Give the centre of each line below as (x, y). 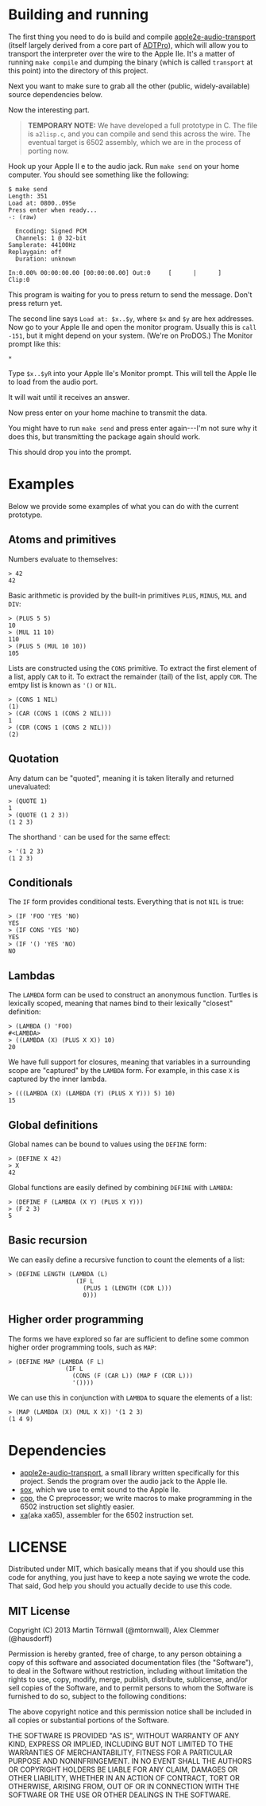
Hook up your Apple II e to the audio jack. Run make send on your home (124, 166)
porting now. (48, 151)
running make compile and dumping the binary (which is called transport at (131, 62)
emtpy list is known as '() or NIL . (63, 685)
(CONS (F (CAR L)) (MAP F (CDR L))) (133, 1376)
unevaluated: (29, 786)
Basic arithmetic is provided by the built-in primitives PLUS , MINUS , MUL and (128, 595)
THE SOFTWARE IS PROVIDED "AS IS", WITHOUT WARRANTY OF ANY (124, 1736)
